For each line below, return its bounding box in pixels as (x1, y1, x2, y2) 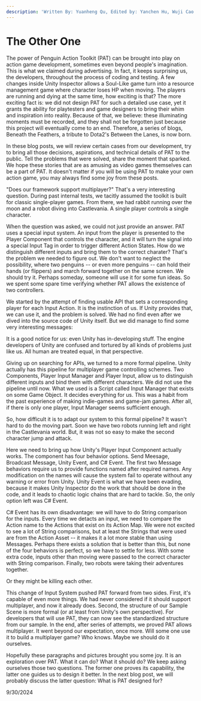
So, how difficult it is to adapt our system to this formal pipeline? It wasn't (6, 415, 187, 423)
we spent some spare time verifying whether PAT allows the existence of (6, 280, 185, 287)
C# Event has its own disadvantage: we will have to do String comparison (6, 508, 187, 515)
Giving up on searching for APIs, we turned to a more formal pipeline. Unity (6, 359, 191, 366)
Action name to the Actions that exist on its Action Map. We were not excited (6, 521, 195, 529)
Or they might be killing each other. (6, 577, 93, 584)
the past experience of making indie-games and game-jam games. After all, (6, 397, 193, 405)
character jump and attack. (6, 435, 73, 442)
